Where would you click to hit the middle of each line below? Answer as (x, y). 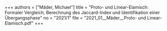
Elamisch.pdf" (19, 23)
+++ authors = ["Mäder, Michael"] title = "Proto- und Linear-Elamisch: (76, 7)
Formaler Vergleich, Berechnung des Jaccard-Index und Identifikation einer (82, 12)
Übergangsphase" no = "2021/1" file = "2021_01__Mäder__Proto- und (75, 18)
